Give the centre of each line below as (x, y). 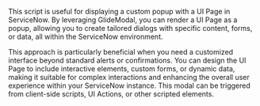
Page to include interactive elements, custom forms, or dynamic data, (122, 69)
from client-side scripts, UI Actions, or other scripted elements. (111, 94)
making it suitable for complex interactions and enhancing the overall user (129, 77)
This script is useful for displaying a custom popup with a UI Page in (119, 11)
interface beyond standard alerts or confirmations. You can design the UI (127, 60)
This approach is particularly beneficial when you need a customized (121, 52)
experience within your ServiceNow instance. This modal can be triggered (130, 85)
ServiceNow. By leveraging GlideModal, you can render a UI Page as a (123, 20)
